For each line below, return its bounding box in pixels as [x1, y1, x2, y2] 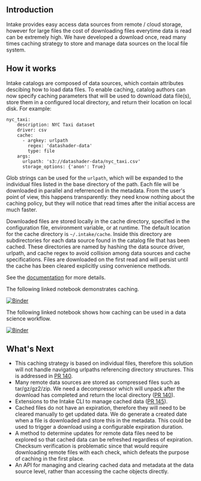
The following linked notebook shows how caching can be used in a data [6, 308, 186, 316]
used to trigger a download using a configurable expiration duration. [14, 423, 184, 431]
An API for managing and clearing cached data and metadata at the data [14, 461, 194, 469]
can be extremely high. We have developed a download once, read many [6, 33, 187, 41]
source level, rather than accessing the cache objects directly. [14, 468, 169, 475]
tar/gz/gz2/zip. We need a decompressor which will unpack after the [14, 385, 185, 392]
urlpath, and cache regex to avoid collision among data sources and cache [6, 249, 191, 256]
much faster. [6, 206, 38, 213]
